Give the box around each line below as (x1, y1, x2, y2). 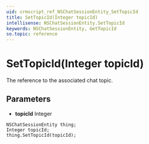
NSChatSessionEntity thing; (6, 121, 77, 128)
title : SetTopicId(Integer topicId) (6, 14, 98, 20)
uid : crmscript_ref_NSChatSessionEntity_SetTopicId (6, 8, 138, 15)
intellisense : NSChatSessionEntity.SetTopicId (6, 20, 125, 26)
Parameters (6, 94, 51, 104)
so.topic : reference (6, 31, 58, 37)
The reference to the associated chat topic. (6, 77, 113, 84)
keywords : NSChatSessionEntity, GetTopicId (6, 25, 117, 32)
